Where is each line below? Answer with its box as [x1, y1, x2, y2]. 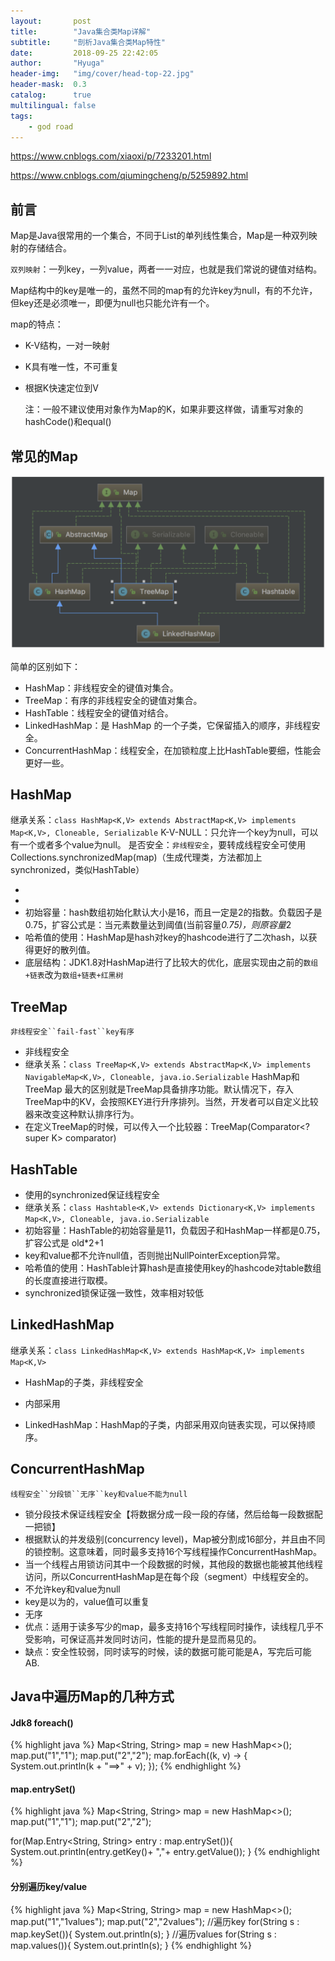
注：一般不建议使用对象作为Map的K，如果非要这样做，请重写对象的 [24, 403, 304, 415]
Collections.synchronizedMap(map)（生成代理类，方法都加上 [10, 851, 263, 864]
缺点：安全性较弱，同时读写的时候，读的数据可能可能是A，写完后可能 [24, 1645, 312, 1657]
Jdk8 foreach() [10, 1716, 74, 1729]
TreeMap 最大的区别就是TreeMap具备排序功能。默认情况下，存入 [24, 1083, 295, 1095]
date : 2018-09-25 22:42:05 [10, 48, 159, 58]
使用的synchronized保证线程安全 [24, 1189, 160, 1201]
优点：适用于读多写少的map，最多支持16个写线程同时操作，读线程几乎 [24, 1620, 315, 1632]
